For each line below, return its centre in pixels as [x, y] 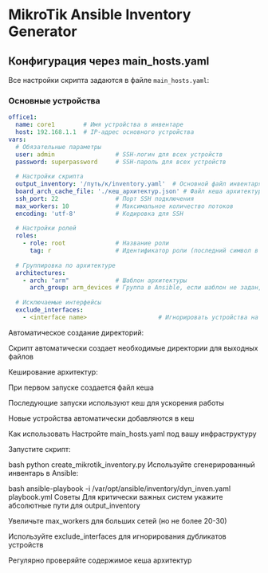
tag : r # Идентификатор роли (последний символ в [144, 251]
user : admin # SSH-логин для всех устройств [119, 154]
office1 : [23, 117]
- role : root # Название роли [96, 243]
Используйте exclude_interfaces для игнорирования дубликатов [118, 536]
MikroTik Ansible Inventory [100, 15]
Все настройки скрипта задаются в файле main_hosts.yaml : [109, 80]
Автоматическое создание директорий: [76, 332]
